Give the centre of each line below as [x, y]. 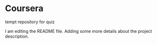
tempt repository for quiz [30, 22]
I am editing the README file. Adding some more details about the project [78, 31]
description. [17, 36]
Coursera [24, 8]
